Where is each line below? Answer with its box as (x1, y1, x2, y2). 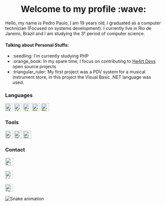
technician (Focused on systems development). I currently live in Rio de (5, 25, 152, 31)
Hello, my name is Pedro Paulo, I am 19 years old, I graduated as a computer (5, 20, 161, 26)
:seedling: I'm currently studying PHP (12, 53, 89, 59)
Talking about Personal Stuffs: (5, 42, 69, 48)
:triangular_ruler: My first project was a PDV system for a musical (12, 69, 146, 75)
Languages (5, 92, 33, 99)
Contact (5, 146, 25, 153)
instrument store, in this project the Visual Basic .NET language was (12, 74, 152, 80)
